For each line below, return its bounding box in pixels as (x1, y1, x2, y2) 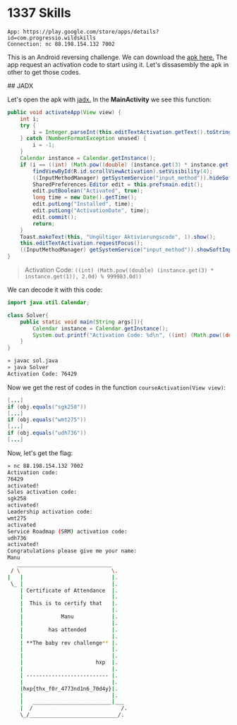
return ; (32, 220, 55, 227)
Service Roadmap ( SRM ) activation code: (7, 528, 128, 535)
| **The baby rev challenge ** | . (20, 639, 119, 646)
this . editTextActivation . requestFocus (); (20, 240, 143, 247)
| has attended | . (20, 626, 119, 633)
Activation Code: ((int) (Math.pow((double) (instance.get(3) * (24, 266, 214, 274)
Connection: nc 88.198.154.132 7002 (7, 40, 115, 47)
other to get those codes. (7, 68, 81, 76)
